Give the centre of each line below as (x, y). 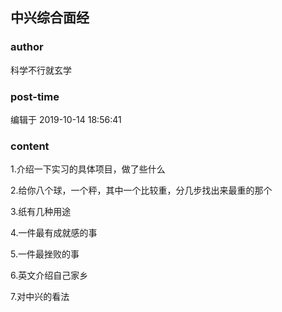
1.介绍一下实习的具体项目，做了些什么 (88, 169)
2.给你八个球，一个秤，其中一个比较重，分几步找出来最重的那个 (141, 190)
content (30, 146)
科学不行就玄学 (41, 70)
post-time (35, 96)
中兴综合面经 (50, 18)
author (27, 47)
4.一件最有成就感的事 (54, 233)
